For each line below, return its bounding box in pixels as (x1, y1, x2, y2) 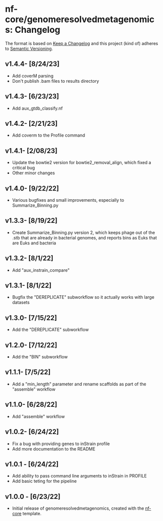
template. (22, 511, 41, 517)
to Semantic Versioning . (5, 46, 53, 51)
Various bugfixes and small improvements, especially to (12, 197, 124, 203)
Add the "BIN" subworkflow (12, 354, 68, 360)
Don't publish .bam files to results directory (12, 78, 99, 84)
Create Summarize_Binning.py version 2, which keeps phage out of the (12, 229, 155, 236)
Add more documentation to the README (12, 446, 96, 451)
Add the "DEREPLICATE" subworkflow (12, 327, 89, 332)
